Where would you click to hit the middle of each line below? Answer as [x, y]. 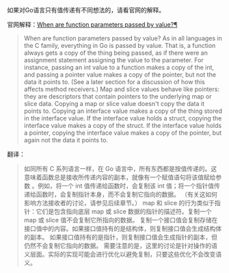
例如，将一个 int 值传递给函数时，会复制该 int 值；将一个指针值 [125, 186]
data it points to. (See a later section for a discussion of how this [114, 82]
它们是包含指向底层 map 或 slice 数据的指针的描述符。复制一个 [124, 211]
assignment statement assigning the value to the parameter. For [113, 60]
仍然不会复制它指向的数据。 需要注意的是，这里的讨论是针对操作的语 [120, 246]
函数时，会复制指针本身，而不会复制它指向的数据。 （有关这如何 [126, 194]
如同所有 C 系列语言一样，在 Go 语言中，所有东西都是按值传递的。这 [120, 169]
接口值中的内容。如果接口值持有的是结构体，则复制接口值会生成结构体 [123, 229]
